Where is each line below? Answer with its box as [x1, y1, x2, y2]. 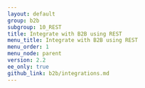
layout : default [7, 10, 55, 18]
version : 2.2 [7, 57, 46, 64]
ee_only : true [7, 63, 50, 70]
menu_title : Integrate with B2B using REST [7, 37, 139, 44]
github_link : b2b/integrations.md [7, 70, 110, 77]
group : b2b [7, 17, 40, 24]
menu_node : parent [7, 50, 62, 57]
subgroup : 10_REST [7, 23, 62, 31]
